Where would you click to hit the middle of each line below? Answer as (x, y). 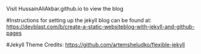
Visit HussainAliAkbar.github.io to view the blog (65, 9)
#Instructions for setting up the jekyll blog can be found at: (79, 20)
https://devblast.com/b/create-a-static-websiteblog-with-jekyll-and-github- (100, 27)
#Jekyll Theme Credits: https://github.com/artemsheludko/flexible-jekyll (96, 45)
